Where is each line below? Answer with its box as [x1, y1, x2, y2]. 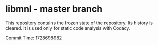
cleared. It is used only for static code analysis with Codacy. [5, 25, 130, 31]
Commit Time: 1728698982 [5, 35, 62, 41]
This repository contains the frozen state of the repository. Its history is [5, 20, 153, 26]
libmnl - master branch [5, 3, 103, 15]
